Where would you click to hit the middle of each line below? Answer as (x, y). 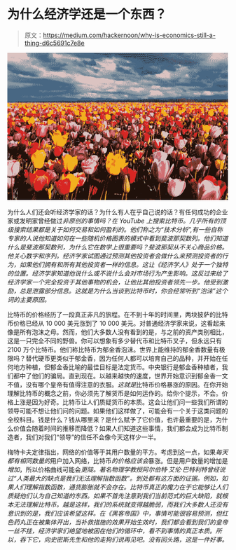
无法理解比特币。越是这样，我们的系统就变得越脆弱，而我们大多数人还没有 (120, 504)
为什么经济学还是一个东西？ (87, 14)
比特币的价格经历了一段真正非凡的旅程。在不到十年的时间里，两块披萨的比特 (118, 314)
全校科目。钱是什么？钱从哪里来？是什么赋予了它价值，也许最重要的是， (111, 419)
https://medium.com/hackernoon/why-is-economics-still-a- (129, 35)
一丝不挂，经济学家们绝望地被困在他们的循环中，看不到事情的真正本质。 (111, 530)
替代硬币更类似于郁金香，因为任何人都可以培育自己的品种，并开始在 (124, 358)
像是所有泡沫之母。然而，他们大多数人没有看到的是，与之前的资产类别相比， (118, 332)
